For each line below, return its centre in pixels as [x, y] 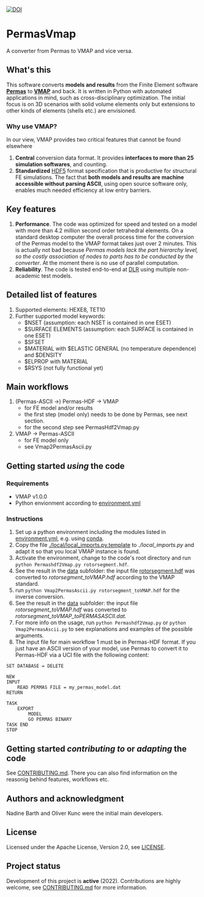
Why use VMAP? [32, 126]
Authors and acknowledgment [65, 799]
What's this [29, 70]
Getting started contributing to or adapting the [97, 749]
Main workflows [37, 387]
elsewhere [19, 146]
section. [34, 421]
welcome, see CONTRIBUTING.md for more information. [77, 887]
